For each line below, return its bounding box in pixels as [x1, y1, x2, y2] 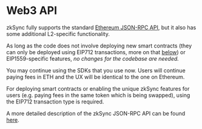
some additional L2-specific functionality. [6, 30, 110, 37]
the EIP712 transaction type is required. [6, 98, 104, 105]
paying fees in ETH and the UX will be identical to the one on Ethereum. [6, 73, 185, 80]
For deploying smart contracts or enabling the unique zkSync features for [6, 85, 190, 92]
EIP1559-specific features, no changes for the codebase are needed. [6, 55, 179, 62]
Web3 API [6, 4, 58, 18]
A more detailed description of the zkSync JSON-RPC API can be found [6, 110, 186, 117]
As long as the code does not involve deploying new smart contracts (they [6, 42, 192, 49]
